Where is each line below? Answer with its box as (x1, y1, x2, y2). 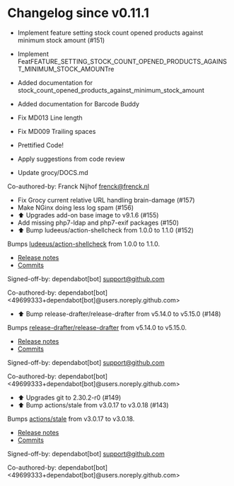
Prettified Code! (17, 140, 64, 149)
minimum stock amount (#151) (17, 35, 105, 44)
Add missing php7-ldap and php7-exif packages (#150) (17, 218, 179, 227)
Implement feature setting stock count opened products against (17, 28, 204, 37)
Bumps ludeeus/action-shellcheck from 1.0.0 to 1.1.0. (7, 239, 160, 248)
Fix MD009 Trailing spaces (17, 127, 96, 135)
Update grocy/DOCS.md (17, 168, 88, 176)
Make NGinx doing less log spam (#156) (17, 203, 134, 212)
